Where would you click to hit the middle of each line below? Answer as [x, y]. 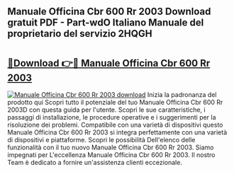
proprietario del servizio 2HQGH [80, 34]
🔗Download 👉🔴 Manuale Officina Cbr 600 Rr [109, 63]
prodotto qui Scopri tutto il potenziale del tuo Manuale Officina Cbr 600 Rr [115, 102]
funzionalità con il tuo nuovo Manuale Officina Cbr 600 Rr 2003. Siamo [111, 147]
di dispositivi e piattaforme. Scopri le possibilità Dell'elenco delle [101, 140]
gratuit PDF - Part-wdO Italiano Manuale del [106, 23]
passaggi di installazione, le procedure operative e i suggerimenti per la [112, 117]
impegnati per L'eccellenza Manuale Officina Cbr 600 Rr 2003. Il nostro [111, 155]
